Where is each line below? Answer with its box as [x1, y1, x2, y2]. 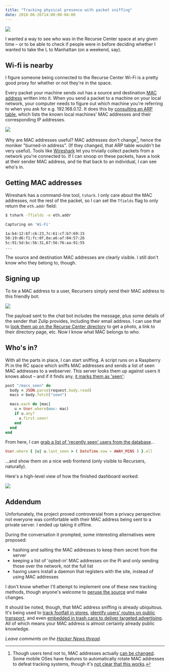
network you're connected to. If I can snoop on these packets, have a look [5, 153, 160, 159]
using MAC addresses [12, 574, 59, 580]
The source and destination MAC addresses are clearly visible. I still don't [5, 254, 158, 260]
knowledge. [5, 626, 30, 632]
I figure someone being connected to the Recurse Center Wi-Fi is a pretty [5, 75, 158, 81]
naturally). [5, 463, 26, 469]
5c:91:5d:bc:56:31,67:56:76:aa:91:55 [5, 241, 85, 246]
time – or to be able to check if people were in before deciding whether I [5, 41, 156, 47]
